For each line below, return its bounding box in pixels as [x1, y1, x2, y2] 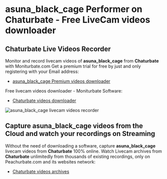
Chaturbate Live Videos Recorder [5, 44, 111, 53]
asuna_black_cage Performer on [5, 3, 143, 15]
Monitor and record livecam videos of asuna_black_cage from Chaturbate [5, 58, 159, 63]
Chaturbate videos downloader [12, 97, 76, 103]
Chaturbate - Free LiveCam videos [5, 14, 151, 25]
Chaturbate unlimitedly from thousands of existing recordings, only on [5, 153, 151, 159]
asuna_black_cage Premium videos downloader [12, 78, 111, 84]
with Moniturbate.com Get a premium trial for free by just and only [5, 63, 141, 69]
